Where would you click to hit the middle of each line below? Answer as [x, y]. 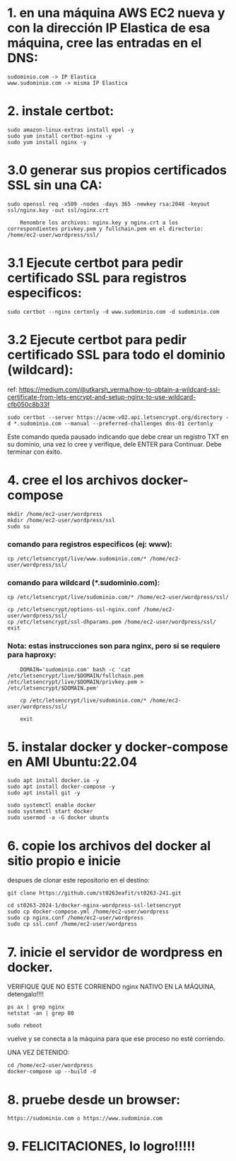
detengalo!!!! [25, 994]
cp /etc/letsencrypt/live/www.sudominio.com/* [77, 559]
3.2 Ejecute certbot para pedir [97, 340]
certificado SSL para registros [97, 278]
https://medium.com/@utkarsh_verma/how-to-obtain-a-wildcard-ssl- [120, 389]
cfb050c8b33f [29, 404]
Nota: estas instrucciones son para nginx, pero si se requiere [114, 646]
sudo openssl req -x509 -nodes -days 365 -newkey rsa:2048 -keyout [109, 204]
